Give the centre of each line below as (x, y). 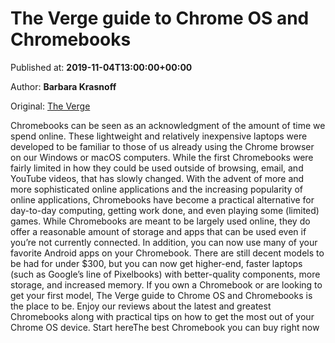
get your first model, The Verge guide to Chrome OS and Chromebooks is (161, 295)
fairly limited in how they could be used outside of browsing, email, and (157, 168)
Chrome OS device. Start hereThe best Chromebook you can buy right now (165, 327)
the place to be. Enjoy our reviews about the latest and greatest (141, 306)
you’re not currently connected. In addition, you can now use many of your (164, 242)
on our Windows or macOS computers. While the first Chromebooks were (162, 157)
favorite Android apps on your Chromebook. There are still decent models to (167, 253)
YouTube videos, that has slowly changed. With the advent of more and (157, 178)
